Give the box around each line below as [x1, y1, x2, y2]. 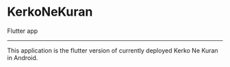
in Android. [7, 53, 38, 62]
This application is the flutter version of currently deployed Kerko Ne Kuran [7, 46, 218, 55]
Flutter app [7, 27, 38, 35]
